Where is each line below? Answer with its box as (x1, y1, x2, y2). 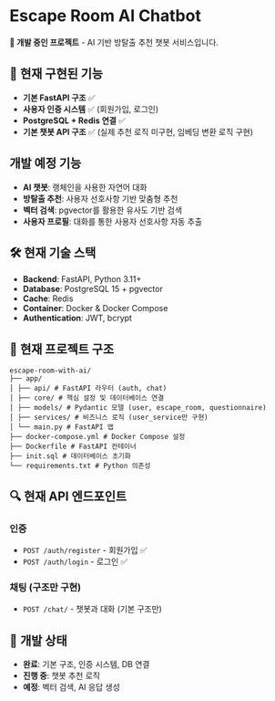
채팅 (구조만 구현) (9, 581, 82, 593)
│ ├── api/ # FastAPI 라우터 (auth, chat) (9, 384, 168, 393)
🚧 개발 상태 (9, 633, 68, 648)
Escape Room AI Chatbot (9, 5, 202, 26)
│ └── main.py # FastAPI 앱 (9, 423, 114, 432)
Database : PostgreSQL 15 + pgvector (22, 284, 164, 295)
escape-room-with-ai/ (9, 366, 92, 375)
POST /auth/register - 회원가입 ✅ (22, 544, 148, 555)
